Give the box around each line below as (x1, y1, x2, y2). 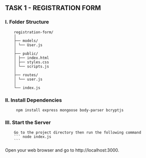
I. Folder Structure (5, 19, 49, 25)
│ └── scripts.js (14, 64, 49, 69)
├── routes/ (14, 72, 38, 77)
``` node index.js (14, 135, 51, 139)
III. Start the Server (5, 119, 51, 126)
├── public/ (14, 51, 38, 56)
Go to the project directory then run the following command (14, 130, 141, 135)
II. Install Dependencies (5, 96, 62, 103)
